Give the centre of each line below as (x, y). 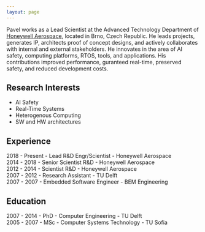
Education (26, 201)
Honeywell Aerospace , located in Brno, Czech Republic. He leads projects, (101, 36)
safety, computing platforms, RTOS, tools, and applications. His (86, 55)
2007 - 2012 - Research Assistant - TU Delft (62, 176)
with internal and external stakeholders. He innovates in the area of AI (95, 49)
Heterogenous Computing (48, 115)
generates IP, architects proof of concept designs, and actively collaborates (102, 42)
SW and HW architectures (48, 122)
